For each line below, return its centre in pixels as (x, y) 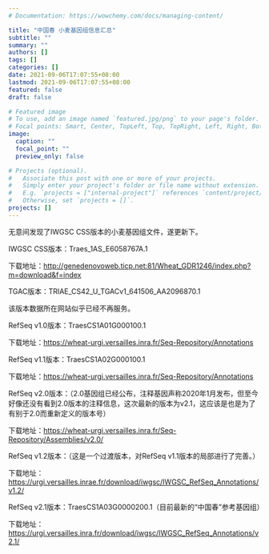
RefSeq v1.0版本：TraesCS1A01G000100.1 (77, 325)
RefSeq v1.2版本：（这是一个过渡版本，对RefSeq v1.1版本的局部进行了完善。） (134, 456)
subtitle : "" (30, 38)
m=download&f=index (45, 275)
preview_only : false (50, 156)
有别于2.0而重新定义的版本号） (59, 413)
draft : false (30, 97)
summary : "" (28, 45)
